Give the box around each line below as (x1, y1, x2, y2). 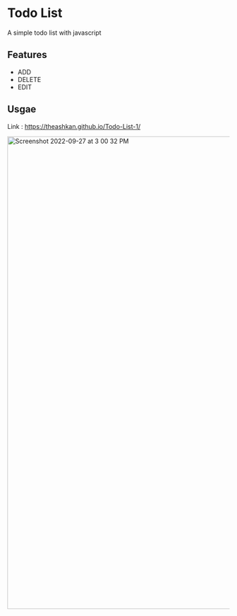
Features (7, 49, 47, 61)
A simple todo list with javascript (7, 28, 102, 37)
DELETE (17, 75, 42, 84)
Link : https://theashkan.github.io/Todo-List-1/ (7, 122, 141, 130)
